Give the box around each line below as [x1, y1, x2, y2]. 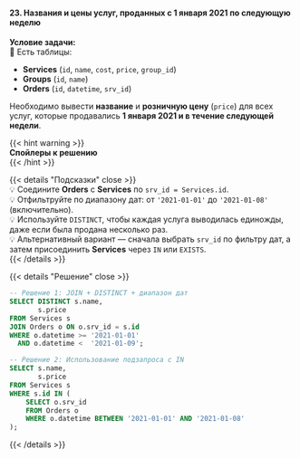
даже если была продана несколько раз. [9, 224, 169, 235]
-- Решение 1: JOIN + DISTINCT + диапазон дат [9, 289, 189, 298]
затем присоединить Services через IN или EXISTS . [9, 244, 207, 255]
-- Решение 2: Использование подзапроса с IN [9, 356, 184, 365]
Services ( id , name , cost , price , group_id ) [22, 64, 177, 75]
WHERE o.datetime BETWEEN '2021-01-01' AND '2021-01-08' [25, 415, 246, 424]
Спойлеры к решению [9, 148, 98, 158]
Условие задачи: [9, 37, 76, 48]
